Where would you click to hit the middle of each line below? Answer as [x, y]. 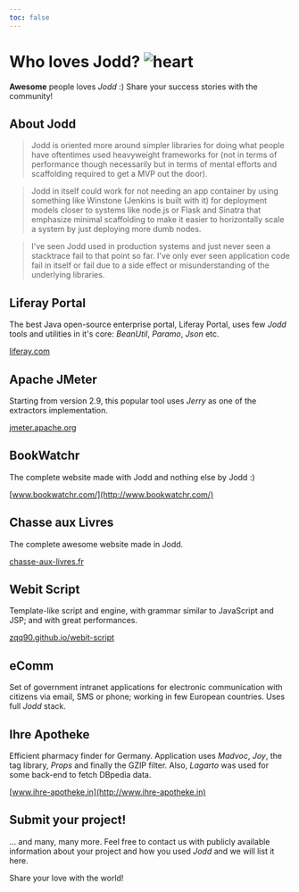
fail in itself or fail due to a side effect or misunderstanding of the [150, 265]
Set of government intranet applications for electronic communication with [146, 688]
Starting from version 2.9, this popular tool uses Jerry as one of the [133, 401]
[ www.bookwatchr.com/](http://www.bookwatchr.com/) [112, 494]
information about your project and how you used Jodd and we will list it [142, 851]
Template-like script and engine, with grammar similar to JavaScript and [141, 611]
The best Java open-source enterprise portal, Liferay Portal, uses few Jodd [148, 325]
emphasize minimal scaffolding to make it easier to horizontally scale [158, 220]
